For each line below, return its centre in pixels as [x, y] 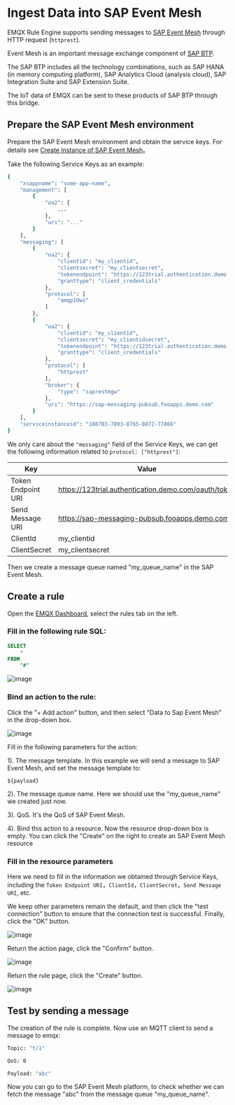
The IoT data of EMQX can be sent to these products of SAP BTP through [113, 95]
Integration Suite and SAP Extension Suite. [68, 81]
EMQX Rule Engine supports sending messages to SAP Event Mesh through [116, 32]
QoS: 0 [17, 1061]
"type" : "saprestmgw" [88, 391]
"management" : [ [44, 190]
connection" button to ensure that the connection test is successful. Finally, [116, 913]
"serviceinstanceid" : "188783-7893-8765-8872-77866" [98, 424]
